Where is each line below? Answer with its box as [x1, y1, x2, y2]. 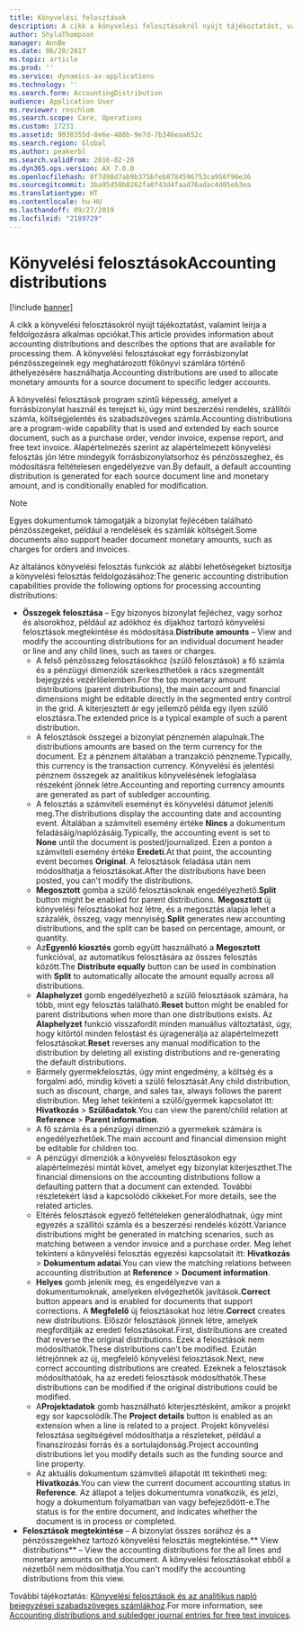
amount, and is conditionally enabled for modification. [9, 480, 209, 490]
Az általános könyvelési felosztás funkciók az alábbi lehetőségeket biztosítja [9, 561, 292, 571]
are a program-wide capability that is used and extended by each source [9, 422, 280, 433]
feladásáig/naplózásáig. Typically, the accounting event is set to [35, 827, 271, 838]
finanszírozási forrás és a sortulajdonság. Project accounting [35, 1439, 259, 1450]
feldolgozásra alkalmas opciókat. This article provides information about [9, 328, 274, 339]
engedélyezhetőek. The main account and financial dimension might [35, 1133, 287, 1144]
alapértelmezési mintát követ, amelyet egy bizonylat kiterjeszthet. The [35, 1162, 293, 1173]
